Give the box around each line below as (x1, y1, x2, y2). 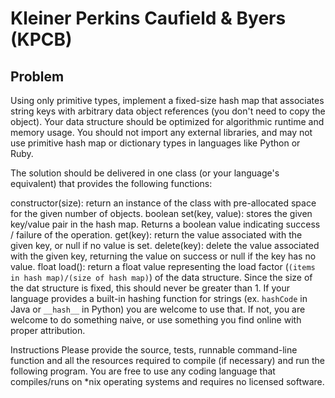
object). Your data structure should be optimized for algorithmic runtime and (10, 116, 325, 127)
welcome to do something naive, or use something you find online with (10, 314, 302, 326)
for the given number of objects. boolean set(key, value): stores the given (10, 208, 313, 219)
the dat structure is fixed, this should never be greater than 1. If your (10, 282, 290, 294)
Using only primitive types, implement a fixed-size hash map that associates (10, 95, 325, 106)
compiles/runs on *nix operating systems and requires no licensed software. (10, 376, 325, 387)
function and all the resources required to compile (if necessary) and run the (10, 355, 325, 366)
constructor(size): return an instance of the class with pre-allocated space (10, 197, 317, 209)
